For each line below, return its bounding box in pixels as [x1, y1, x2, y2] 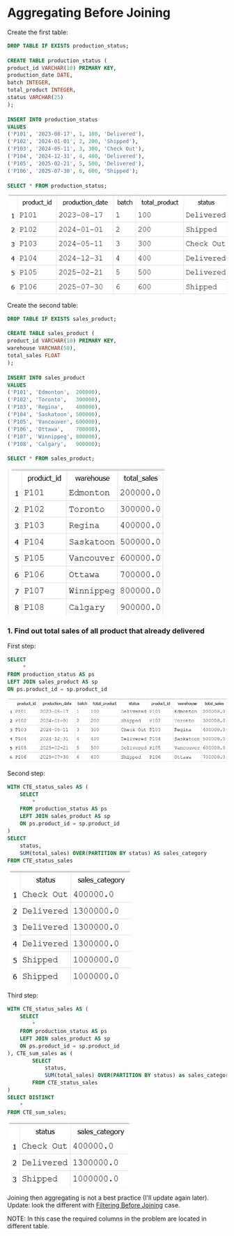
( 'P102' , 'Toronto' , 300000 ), [7, 396, 101, 403]
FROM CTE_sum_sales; [7, 1108, 68, 1116]
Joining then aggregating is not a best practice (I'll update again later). [7, 1193, 209, 1202]
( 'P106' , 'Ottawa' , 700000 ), [7, 426, 101, 433]
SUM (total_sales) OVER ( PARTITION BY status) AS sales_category [19, 849, 208, 856]
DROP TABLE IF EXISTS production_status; [7, 42, 130, 50]
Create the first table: [7, 28, 68, 36]
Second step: [7, 769, 45, 777]
